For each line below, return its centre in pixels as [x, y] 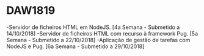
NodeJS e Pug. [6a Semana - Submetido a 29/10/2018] [75, 46]
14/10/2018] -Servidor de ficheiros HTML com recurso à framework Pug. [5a [102, 33]
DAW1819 [31, 11]
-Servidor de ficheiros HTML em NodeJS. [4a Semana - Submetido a [93, 27]
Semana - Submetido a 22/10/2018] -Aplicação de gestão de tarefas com [98, 40]
